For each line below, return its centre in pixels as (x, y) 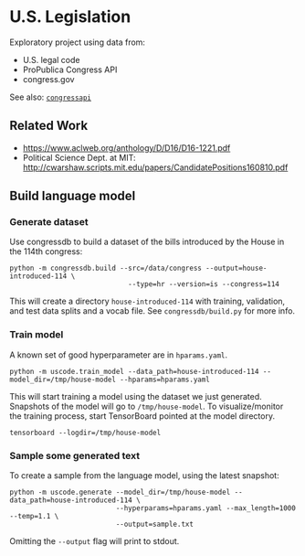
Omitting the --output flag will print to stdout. (95, 541)
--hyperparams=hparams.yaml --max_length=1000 (206, 508)
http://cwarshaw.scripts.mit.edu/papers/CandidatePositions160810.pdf (155, 167)
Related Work (49, 126)
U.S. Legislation (70, 17)
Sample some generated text (74, 455)
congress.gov (48, 79)
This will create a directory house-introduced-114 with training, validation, (147, 301)
